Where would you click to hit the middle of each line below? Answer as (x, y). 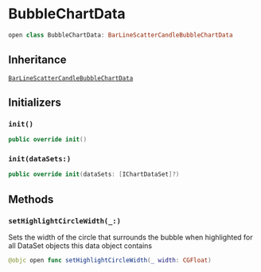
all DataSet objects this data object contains (80, 246)
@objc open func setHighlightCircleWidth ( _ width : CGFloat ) (110, 260)
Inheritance (37, 60)
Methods (31, 199)
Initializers (35, 103)
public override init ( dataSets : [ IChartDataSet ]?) (94, 175)
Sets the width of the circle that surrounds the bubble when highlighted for (130, 237)
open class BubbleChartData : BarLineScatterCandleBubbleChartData (121, 35)
